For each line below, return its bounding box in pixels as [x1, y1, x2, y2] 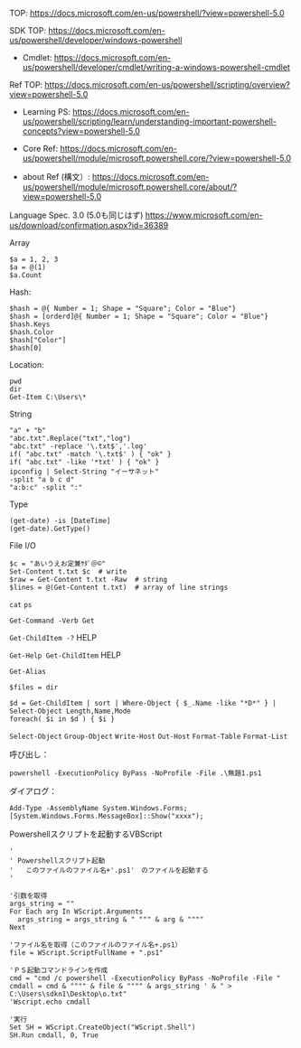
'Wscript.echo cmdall [9, 997, 91, 1006]
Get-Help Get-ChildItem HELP [9, 650, 122, 660]
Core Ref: [22, 144, 59, 154]
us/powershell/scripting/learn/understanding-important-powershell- [22, 117, 277, 126]
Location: [9, 360, 44, 370]
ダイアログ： [9, 786, 57, 796]
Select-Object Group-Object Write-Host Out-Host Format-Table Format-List [9, 732, 288, 741]
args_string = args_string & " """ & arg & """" [17, 915, 204, 924]
